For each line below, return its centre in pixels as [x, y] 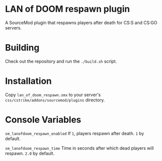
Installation [28, 81]
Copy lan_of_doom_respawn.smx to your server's [53, 95]
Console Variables [43, 120]
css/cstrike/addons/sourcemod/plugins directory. [55, 100]
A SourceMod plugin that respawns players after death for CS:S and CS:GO [81, 23]
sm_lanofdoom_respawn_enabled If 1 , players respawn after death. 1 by [75, 133]
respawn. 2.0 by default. [30, 153]
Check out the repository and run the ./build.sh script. [61, 61]
